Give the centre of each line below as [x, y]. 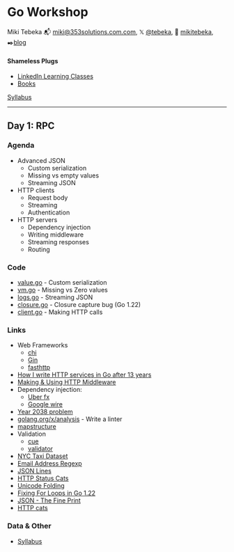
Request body [48, 197]
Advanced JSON [41, 160]
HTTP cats [32, 508]
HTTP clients [36, 190]
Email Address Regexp [49, 464]
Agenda [21, 145]
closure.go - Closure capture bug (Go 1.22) [79, 305]
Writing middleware [56, 235]
